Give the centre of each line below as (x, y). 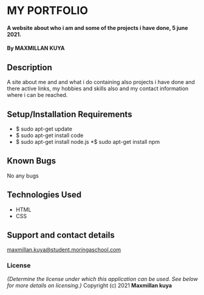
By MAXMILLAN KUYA (36, 48)
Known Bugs (32, 161)
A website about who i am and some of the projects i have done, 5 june (97, 27)
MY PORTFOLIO (48, 11)
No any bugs (23, 176)
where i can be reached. (37, 95)
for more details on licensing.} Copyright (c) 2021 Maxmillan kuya (90, 285)
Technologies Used (44, 195)
